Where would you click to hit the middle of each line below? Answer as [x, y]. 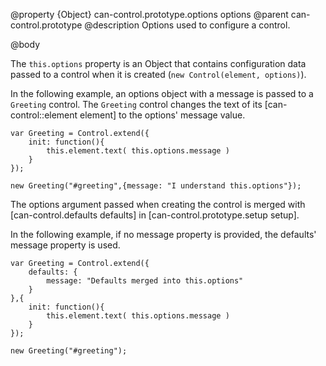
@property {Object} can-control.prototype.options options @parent [149, 14]
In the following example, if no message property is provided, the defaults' [163, 234]
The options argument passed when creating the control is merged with [158, 204]
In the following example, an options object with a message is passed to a [162, 93]
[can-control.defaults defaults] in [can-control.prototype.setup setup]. [155, 215]
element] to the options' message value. [162, 115]
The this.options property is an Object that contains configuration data [158, 63]
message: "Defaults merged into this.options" [145, 281]
